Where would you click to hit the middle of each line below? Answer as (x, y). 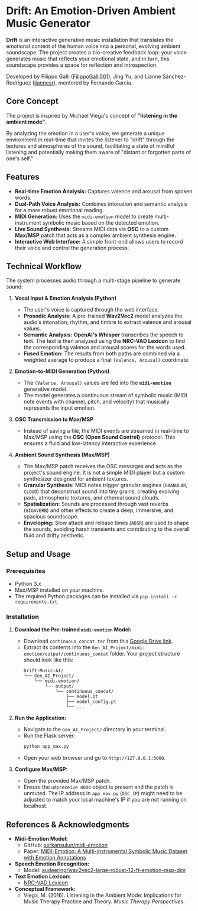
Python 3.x (28, 584)
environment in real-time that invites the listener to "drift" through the (90, 140)
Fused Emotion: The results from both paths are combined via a (102, 354)
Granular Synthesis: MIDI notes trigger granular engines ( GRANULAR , (106, 485)
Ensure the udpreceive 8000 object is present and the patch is (98, 787)
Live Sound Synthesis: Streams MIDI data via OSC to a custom (92, 229)
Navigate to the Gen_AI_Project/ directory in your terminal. (95, 730)
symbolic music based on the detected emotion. (101, 222)
